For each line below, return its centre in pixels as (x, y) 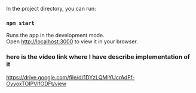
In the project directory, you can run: (51, 9)
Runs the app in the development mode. (55, 36)
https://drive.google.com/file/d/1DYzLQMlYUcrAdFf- (71, 77)
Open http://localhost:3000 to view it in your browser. (72, 41)
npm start (20, 23)
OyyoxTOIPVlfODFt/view (36, 84)
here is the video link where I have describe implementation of (98, 57)
